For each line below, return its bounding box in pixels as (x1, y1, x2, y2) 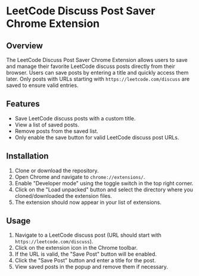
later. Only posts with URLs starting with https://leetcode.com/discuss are (6, 76, 190, 82)
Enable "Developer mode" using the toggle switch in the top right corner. (14, 179, 194, 187)
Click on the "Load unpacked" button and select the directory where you (14, 186, 194, 193)
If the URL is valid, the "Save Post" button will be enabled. (14, 250, 157, 258)
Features (6, 99, 40, 109)
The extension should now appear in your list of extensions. (14, 199, 162, 206)
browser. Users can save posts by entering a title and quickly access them (6, 69, 189, 76)
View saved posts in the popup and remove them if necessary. (14, 263, 169, 271)
